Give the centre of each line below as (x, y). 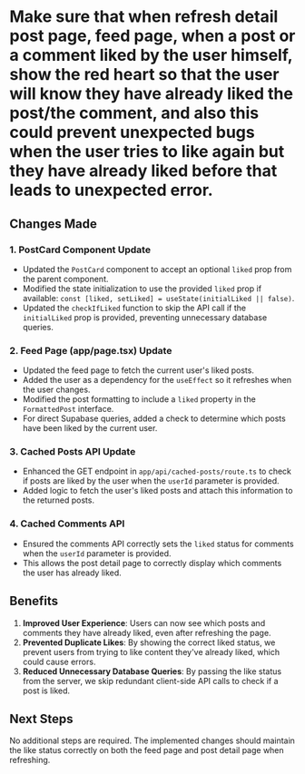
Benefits (34, 601)
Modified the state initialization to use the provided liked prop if (142, 289)
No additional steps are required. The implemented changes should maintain (152, 740)
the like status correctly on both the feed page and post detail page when (147, 750)
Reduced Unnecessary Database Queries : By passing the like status (152, 671)
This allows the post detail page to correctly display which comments (152, 563)
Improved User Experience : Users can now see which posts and (144, 622)
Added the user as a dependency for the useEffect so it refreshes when (157, 380)
